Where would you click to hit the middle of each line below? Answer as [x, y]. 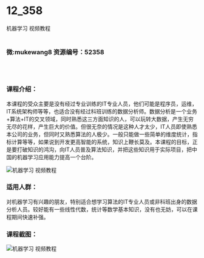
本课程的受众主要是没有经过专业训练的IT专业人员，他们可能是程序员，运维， [102, 104]
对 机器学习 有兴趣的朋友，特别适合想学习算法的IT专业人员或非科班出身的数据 [102, 201]
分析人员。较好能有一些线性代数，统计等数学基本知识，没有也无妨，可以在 [99, 209]
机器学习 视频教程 [28, 28]
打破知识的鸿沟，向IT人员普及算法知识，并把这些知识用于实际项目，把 [104, 149]
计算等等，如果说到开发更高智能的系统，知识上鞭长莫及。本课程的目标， [102, 142]
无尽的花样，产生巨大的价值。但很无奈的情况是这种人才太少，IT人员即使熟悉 [102, 126]
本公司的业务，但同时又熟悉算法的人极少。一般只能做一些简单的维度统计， [99, 134]
